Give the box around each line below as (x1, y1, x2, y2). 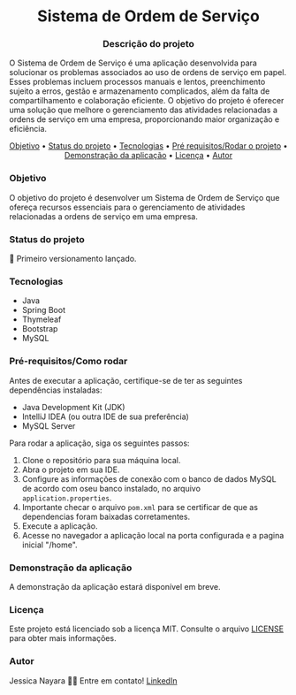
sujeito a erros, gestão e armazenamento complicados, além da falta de (9, 86, 270, 96)
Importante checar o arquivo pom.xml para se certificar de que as (21, 501, 259, 512)
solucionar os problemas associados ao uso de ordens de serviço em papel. (9, 67, 287, 78)
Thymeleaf (21, 314, 62, 325)
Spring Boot (21, 305, 66, 316)
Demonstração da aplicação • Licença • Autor (65, 150, 232, 161)
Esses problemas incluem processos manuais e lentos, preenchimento (9, 77, 266, 88)
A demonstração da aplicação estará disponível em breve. (9, 581, 221, 592)
